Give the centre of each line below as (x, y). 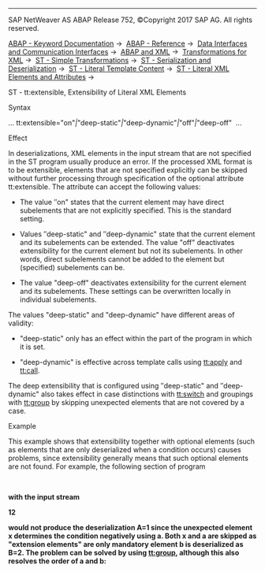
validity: (21, 323)
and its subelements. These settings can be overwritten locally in (125, 291)
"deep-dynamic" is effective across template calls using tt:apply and (131, 362)
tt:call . (30, 370)
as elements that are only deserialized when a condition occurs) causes (125, 449)
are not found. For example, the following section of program (107, 466)
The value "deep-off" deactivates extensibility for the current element (133, 283)
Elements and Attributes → (51, 77)
